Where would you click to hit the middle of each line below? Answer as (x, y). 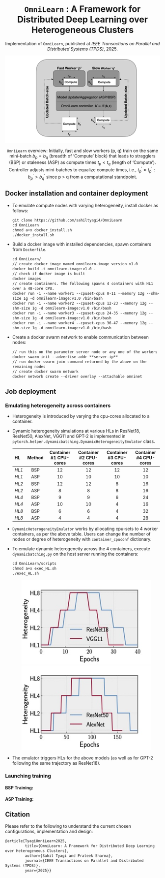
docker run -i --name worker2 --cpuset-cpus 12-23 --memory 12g (79, 303)
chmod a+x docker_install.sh (42, 230)
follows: (20, 211)
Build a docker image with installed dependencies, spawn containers (82, 244)
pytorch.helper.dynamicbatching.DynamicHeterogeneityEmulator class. (84, 441)
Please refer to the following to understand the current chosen (68, 826)
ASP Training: (19, 799)
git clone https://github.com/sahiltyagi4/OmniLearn (67, 220)
